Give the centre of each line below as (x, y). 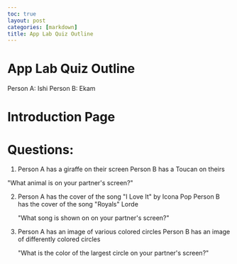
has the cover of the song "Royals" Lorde (78, 204)
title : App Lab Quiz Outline (50, 34)
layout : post (27, 21)
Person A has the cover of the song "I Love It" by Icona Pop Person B (118, 197)
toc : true (22, 14)
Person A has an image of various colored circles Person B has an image (124, 232)
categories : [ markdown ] (43, 27)
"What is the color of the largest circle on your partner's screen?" (113, 253)
